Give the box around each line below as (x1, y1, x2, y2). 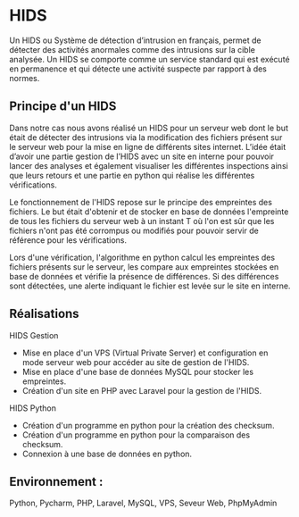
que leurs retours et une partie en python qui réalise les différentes (9, 170, 255, 180)
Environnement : (9, 474, 104, 489)
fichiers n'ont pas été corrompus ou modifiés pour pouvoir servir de (9, 225, 259, 236)
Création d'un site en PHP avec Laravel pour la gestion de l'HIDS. (21, 385, 262, 396)
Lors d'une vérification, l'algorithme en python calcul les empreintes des (9, 252, 275, 263)
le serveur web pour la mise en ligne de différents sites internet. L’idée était (9, 141, 287, 152)
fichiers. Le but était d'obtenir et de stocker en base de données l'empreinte (9, 206, 289, 217)
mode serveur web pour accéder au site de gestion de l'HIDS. (21, 356, 250, 367)
